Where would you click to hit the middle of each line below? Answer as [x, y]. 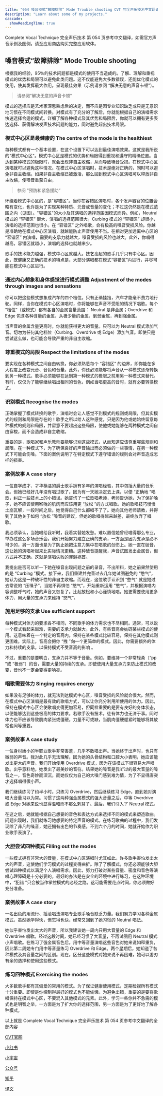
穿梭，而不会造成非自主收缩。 [39, 432]
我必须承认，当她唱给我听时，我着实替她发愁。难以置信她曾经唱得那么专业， [81, 532]
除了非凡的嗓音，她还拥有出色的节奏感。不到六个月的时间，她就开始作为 [81, 827]
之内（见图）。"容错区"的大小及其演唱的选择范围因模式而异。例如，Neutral [83, 213]
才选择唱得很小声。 [24, 781]
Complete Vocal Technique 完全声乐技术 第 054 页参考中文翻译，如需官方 [79, 38]
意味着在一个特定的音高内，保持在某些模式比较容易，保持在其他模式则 [88, 635]
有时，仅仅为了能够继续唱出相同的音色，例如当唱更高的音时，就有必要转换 [79, 382]
